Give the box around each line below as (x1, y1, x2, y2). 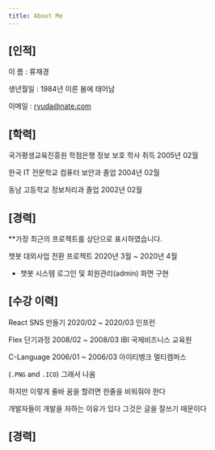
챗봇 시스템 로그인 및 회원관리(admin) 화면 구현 (19, 268, 169, 278)
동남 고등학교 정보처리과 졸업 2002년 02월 (8, 185, 143, 195)
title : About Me (8, 11, 63, 20)
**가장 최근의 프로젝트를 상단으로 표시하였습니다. (8, 234, 163, 244)
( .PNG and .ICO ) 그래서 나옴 (8, 369, 96, 379)
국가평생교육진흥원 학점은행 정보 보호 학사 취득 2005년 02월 (8, 151, 199, 161)
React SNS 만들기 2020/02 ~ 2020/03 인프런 (8, 317, 156, 327)
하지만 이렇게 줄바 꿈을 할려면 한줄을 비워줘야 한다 (8, 386, 166, 396)
